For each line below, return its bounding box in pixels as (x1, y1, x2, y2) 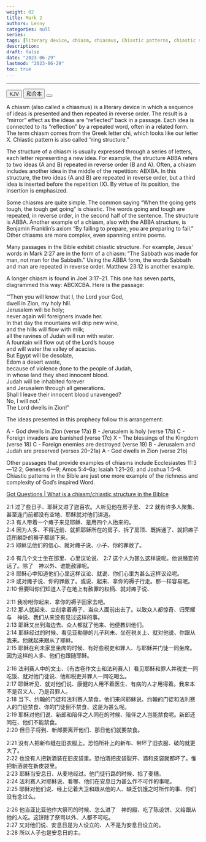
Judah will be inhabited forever (6, 378, 85, 385)
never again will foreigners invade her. (6, 313, 103, 320)
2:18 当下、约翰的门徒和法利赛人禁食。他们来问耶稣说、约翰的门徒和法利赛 (6, 695, 196, 703)
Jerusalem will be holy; (6, 306, 65, 313)
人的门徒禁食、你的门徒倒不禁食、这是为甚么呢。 (6, 703, 130, 711)
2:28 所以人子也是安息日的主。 (6, 829, 84, 836)
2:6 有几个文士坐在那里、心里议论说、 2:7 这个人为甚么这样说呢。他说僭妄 (6, 554, 194, 562)
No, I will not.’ (6, 397, 41, 405)
